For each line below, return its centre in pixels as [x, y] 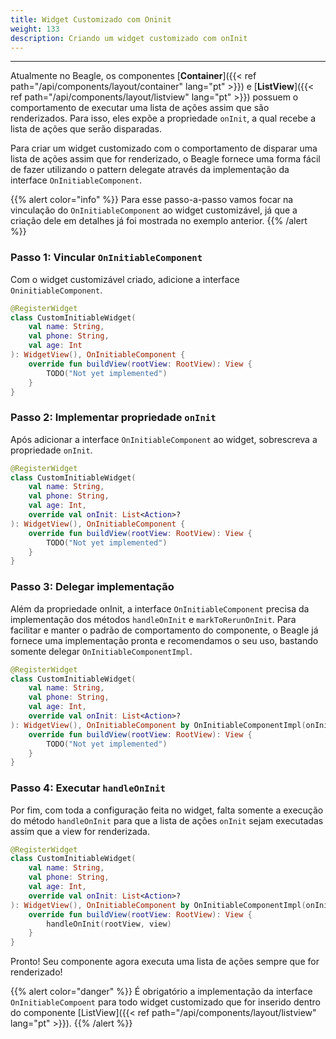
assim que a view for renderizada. [80, 831]
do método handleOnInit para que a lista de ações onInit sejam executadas [167, 820]
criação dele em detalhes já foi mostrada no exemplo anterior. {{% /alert [159, 221]
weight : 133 [35, 29]
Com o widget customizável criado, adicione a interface [125, 279]
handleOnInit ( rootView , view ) [109, 924]
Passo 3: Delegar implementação [92, 587]
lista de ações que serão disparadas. [86, 129]
